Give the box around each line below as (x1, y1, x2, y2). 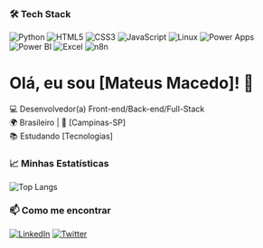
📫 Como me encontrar (9, 205, 111, 217)
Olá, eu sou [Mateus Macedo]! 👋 (9, 73, 255, 93)
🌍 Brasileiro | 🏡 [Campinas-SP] (9, 117, 127, 129)
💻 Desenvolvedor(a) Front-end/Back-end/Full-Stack (9, 103, 205, 115)
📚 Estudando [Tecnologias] (9, 130, 113, 142)
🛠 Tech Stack (9, 7, 71, 20)
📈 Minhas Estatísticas (9, 157, 110, 170)
